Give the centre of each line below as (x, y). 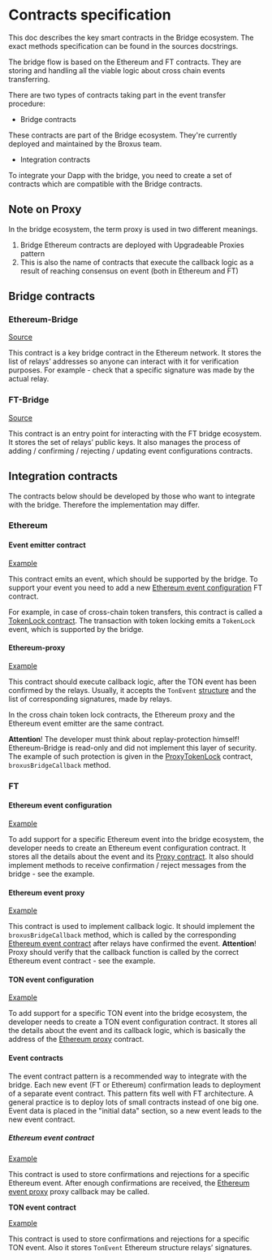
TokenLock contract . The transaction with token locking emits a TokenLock (132, 621)
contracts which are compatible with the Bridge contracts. (106, 184)
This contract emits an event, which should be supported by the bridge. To (133, 578)
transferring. (29, 79)
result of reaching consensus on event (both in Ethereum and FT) (130, 271)
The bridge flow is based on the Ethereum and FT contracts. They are (125, 62)
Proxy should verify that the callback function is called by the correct (124, 953)
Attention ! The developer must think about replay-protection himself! (124, 739)
